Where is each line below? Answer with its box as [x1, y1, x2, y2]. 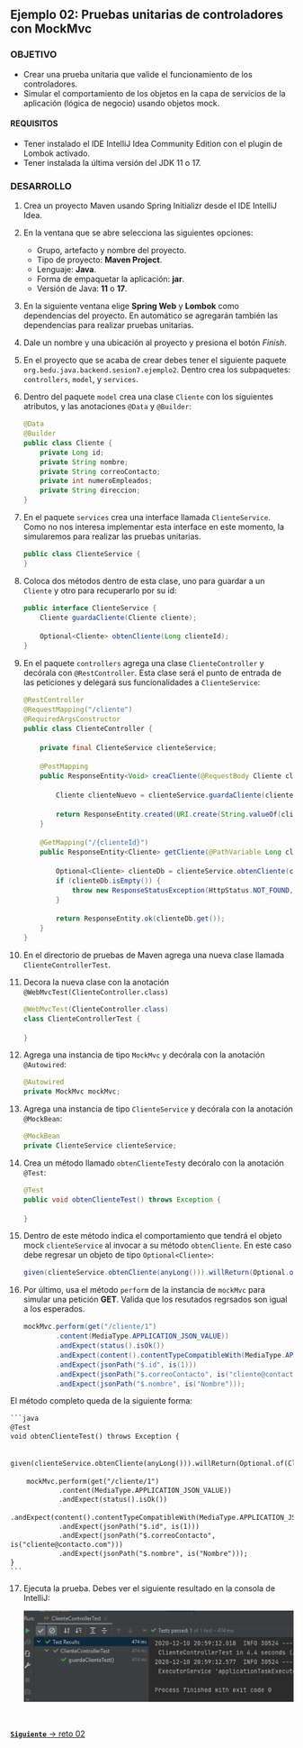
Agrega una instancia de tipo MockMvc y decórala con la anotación [22, 1049, 265, 1060]
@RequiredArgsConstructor [22, 714, 120, 724]
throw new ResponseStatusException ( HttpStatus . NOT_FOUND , [71, 885, 294, 895]
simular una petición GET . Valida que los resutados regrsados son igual [22, 1294, 288, 1305]
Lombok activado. [22, 148, 91, 159]
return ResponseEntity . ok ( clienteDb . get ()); [56, 914, 226, 923]
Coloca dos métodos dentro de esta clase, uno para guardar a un [22, 575, 265, 586]
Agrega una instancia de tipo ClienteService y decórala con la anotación [22, 1103, 293, 1114]
